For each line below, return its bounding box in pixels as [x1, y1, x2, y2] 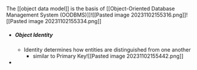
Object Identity [14, 31, 53, 38]
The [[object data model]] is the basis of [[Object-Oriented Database [6, 5, 175, 12]
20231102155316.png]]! [131, 11, 188, 18]
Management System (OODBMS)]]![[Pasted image [6, 11, 130, 18]
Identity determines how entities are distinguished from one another [23, 46, 191, 53]
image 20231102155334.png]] [28, 18, 101, 24]
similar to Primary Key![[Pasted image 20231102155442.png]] [32, 52, 184, 59]
